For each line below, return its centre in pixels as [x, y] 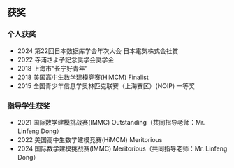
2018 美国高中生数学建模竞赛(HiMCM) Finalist [83, 77]
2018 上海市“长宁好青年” [52, 68]
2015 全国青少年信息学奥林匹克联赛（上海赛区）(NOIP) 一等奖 [106, 85]
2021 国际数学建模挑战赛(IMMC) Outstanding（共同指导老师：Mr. [111, 122]
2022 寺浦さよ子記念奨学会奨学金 [66, 59]
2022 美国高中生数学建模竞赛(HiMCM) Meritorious [90, 139]
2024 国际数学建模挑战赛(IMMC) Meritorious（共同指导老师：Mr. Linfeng [122, 148]
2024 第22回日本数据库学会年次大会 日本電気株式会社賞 [98, 50]
